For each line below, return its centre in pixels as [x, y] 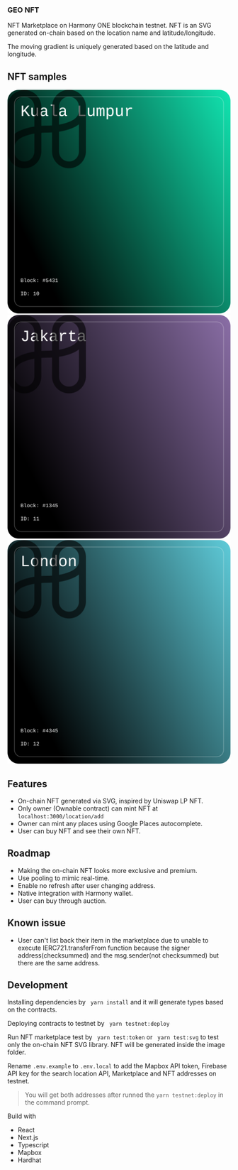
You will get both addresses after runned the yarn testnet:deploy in [124, 1095]
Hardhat [29, 1160]
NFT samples [37, 76]
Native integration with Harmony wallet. [75, 893]
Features [27, 784]
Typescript [33, 1145]
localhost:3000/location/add [61, 816]
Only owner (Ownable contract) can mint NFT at [87, 808]
